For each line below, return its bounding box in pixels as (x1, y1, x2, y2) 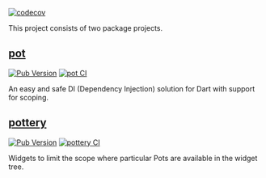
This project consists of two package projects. (8, 23, 163, 32)
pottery (8, 116, 47, 129)
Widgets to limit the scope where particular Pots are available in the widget (8, 153, 258, 163)
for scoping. (8, 92, 49, 102)
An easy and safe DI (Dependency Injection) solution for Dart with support (8, 83, 255, 93)
